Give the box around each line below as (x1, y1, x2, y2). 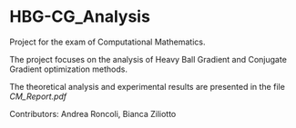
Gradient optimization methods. (9, 64, 128, 74)
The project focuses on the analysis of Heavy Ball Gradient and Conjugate (9, 54, 287, 64)
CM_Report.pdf (9, 91, 67, 102)
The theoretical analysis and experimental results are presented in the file (9, 81, 285, 92)
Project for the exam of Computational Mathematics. (9, 36, 206, 47)
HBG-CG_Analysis (9, 6, 150, 27)
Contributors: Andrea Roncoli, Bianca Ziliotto (9, 108, 177, 119)
